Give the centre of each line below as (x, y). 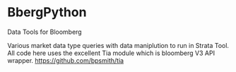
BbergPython (47, 12)
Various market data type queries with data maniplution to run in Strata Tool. (118, 45)
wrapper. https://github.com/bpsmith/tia (66, 60)
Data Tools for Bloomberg (45, 32)
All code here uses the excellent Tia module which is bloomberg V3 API (111, 53)
